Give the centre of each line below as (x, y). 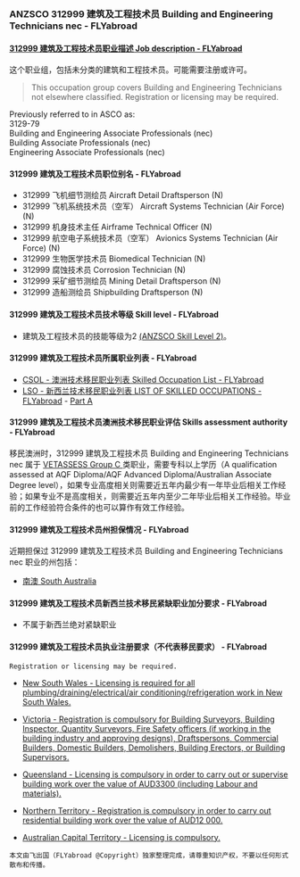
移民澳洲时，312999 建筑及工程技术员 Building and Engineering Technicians (149, 453)
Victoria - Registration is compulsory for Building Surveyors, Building (148, 719)
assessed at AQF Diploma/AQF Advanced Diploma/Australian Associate (141, 474)
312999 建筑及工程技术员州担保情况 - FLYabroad (99, 529)
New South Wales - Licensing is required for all (108, 683)
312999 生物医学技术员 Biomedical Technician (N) (114, 259)
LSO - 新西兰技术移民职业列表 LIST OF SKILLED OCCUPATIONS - (142, 391)
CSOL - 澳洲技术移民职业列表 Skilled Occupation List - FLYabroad (143, 379)
